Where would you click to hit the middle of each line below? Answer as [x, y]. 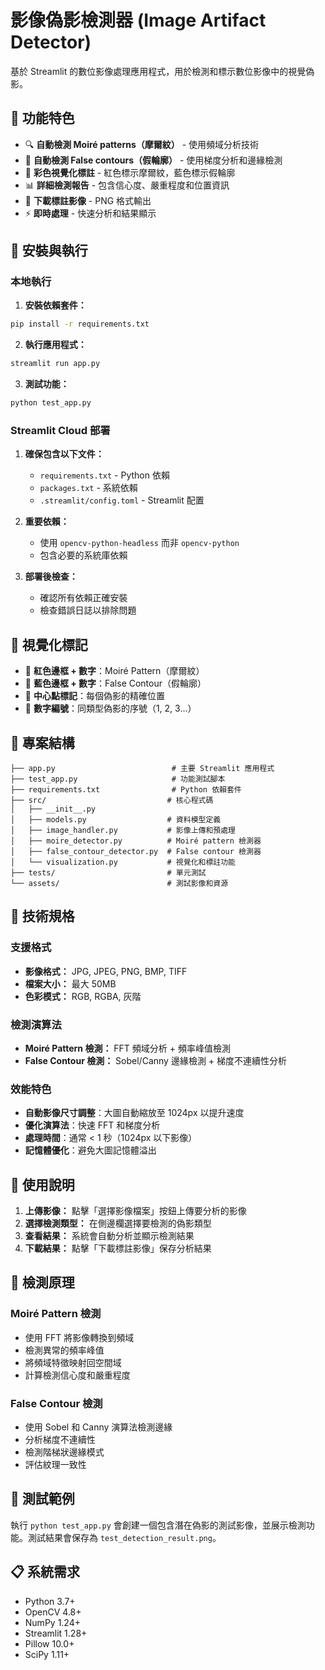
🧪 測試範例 [42, 1499]
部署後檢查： [51, 577]
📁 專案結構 [42, 742]
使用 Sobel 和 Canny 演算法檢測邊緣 [98, 1427]
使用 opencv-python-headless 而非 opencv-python [139, 543]
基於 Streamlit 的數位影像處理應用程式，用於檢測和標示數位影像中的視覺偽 [162, 71]
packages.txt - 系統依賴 [88, 488]
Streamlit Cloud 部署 [60, 430]
